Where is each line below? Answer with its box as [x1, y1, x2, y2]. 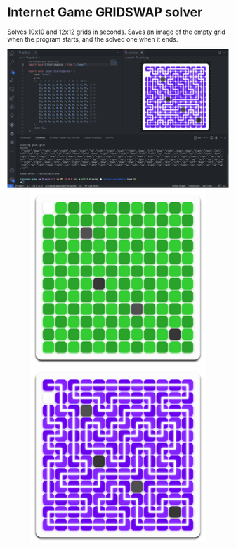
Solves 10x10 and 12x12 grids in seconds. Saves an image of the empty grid [7, 27, 226, 36]
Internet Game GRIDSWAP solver [7, 4, 203, 20]
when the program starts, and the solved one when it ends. [7, 35, 178, 43]
